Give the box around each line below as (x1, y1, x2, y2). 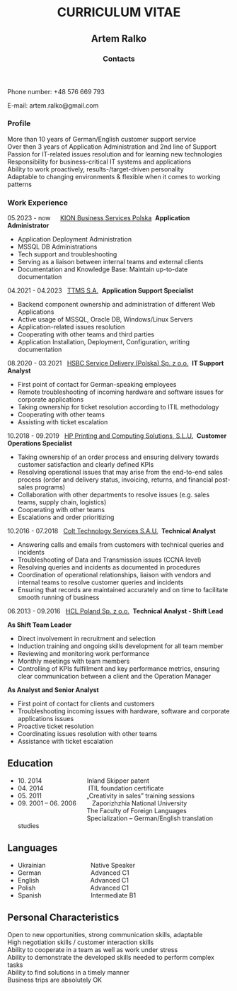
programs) (34, 483, 66, 492)
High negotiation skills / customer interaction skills (7, 938, 154, 946)
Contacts (102, 54, 136, 64)
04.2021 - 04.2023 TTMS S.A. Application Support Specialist (7, 286, 194, 295)
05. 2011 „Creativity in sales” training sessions (17, 791, 195, 800)
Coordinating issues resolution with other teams (17, 730, 158, 738)
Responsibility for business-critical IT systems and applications (7, 157, 192, 166)
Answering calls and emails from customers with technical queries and (17, 540, 224, 549)
